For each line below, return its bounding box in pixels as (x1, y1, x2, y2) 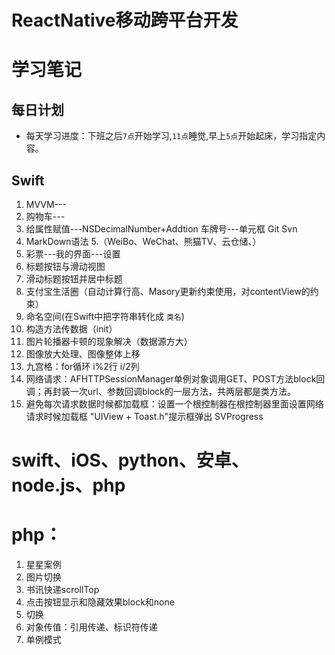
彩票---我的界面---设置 (25, 248, 121, 260)
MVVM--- (25, 199, 67, 210)
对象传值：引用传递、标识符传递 (25, 621, 158, 633)
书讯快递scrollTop (25, 584, 100, 596)
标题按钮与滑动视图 (25, 261, 106, 272)
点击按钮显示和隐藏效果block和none (25, 596, 175, 608)
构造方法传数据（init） (25, 323, 118, 335)
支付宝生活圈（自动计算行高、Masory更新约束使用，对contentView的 (25, 286, 311, 297)
